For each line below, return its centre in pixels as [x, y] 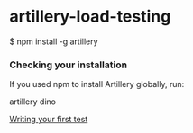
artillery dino [33, 102]
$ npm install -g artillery [54, 41]
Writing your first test [49, 120]
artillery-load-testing [90, 17]
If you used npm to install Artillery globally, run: [97, 84]
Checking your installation [69, 65]
